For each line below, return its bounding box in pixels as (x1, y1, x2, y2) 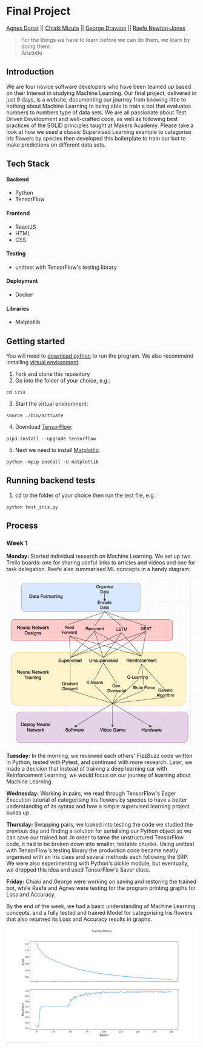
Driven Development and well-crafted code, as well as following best (6, 115, 178, 122)
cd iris (6, 389, 26, 395)
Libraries (6, 305, 29, 312)
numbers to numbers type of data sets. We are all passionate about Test (6, 108, 187, 116)
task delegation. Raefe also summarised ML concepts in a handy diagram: (6, 566, 191, 573)
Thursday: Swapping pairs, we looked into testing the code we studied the (6, 821, 193, 828)
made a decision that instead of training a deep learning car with (6, 765, 168, 772)
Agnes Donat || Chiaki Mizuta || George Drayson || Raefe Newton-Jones (6, 24, 186, 32)
